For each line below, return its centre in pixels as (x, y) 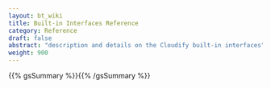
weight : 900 (28, 53)
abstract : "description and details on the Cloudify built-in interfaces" (137, 46)
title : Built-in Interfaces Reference (73, 23)
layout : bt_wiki (35, 16)
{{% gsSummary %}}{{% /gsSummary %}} (79, 76)
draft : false (30, 38)
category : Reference (43, 30)
